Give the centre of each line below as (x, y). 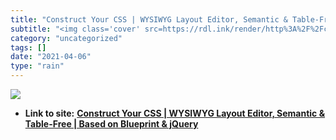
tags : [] (28, 47)
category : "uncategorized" (66, 38)
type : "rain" (37, 66)
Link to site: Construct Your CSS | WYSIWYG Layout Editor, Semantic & (175, 113)
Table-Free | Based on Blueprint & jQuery (111, 124)
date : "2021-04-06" (51, 57)
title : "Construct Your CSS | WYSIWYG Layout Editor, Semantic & (149, 19)
